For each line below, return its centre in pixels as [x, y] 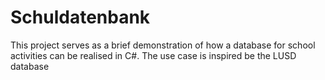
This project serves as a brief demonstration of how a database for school [163, 45]
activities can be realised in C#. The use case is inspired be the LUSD [153, 55]
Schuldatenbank [80, 17]
